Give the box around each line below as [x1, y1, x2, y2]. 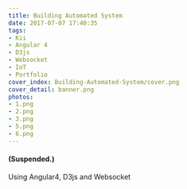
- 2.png [8, 108, 34, 116]
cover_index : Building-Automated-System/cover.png [8, 78, 180, 86]
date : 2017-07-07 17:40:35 [8, 19, 98, 27]
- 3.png [8, 115, 34, 123]
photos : [8, 93, 34, 101]
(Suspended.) [8, 154, 55, 164]
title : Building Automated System [8, 11, 123, 20]
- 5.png [8, 122, 34, 130]
